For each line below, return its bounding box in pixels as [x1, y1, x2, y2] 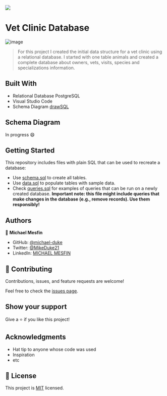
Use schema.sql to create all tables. [12, 175, 87, 181]
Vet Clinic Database [5, 22, 90, 34]
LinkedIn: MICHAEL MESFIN [12, 250, 71, 256]
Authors [5, 216, 32, 225]
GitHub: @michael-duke [12, 239, 63, 245]
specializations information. [17, 65, 75, 71]
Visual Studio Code [12, 98, 53, 104]
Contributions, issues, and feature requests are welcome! [5, 278, 125, 284]
